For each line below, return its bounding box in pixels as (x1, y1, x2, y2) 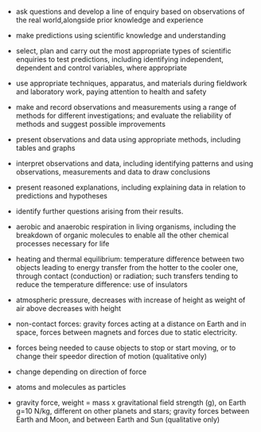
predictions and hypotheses (15, 191, 108, 200)
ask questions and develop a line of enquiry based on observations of (15, 7, 245, 16)
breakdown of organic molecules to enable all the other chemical (15, 230, 229, 240)
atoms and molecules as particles (15, 383, 127, 391)
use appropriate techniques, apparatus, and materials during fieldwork (15, 79, 247, 88)
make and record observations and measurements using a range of (15, 103, 237, 112)
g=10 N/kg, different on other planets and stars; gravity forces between (15, 406, 250, 415)
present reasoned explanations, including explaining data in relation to (15, 183, 246, 192)
